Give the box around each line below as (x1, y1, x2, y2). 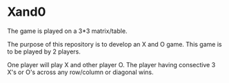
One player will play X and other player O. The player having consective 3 (7, 60, 216, 69)
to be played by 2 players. (7, 47, 81, 56)
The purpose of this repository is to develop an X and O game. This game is (7, 40, 222, 48)
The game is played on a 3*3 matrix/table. (7, 27, 128, 35)
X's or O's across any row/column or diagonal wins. (7, 68, 154, 76)
